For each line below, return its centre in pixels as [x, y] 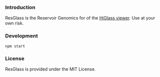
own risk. [14, 23]
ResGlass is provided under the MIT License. [50, 69]
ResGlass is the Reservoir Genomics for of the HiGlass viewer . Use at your [80, 18]
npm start [15, 46]
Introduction [20, 7]
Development [22, 36]
